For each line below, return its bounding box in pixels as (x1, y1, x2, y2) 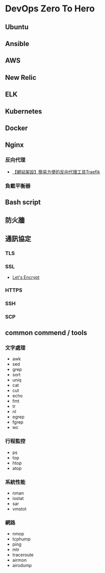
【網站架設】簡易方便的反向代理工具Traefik (12, 169, 100, 175)
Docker (5, 124, 28, 132)
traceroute (12, 552, 34, 558)
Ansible (5, 39, 30, 48)
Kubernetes (5, 107, 42, 116)
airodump (12, 563, 32, 569)
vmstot (12, 506, 27, 511)
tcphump (12, 536, 31, 542)
